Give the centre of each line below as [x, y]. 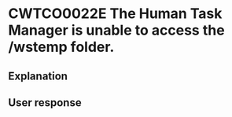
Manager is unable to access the [117, 30]
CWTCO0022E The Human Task [115, 14]
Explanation [38, 76]
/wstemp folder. [61, 47]
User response [45, 102]
